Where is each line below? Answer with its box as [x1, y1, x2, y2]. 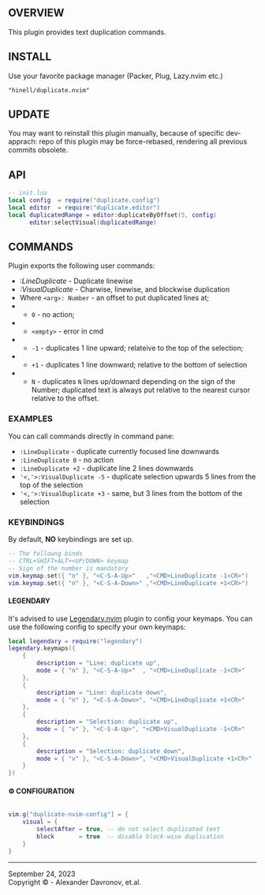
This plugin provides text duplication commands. [8, 27, 167, 36]
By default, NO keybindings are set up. [8, 535, 134, 544]
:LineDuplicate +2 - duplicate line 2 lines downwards [19, 463, 194, 472]
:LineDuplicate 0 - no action [19, 455, 114, 464]
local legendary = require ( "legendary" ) [8, 637, 144, 645]
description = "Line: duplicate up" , [36, 659, 160, 667]
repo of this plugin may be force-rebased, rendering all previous [39, 137, 248, 147]
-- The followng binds [8, 550, 83, 558]
